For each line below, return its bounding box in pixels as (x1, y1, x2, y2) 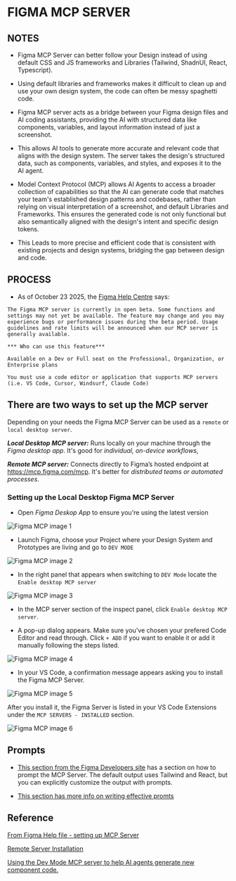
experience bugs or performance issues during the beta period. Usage (7, 318, 218, 326)
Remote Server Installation (7, 844, 84, 853)
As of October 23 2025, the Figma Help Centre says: (17, 292, 170, 301)
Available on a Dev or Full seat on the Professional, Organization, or (7, 355, 225, 362)
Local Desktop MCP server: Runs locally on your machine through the (7, 439, 211, 447)
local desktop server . (7, 425, 72, 433)
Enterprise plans (7, 361, 58, 368)
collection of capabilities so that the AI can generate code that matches (17, 188, 225, 195)
